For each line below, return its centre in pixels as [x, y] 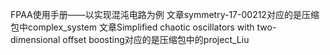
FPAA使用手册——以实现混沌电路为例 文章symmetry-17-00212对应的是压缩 [165, 14]
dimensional [35, 39]
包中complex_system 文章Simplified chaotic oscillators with [132, 27]
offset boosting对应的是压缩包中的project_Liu [156, 39]
